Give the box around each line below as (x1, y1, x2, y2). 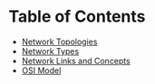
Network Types (21, 45, 80, 56)
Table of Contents (8, 6, 146, 27)
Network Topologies (21, 36, 98, 47)
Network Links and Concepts (21, 55, 131, 66)
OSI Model (21, 65, 62, 76)
